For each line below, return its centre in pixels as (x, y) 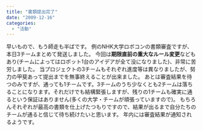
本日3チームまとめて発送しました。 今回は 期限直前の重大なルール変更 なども (101, 54)
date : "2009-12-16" (31, 18)
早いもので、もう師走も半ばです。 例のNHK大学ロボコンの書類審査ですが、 (99, 46)
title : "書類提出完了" (32, 12)
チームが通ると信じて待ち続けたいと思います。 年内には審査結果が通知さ (96, 115)
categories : (21, 23)
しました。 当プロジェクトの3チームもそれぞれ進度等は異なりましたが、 (101, 69)
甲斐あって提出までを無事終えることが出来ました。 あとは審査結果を (102, 77)
